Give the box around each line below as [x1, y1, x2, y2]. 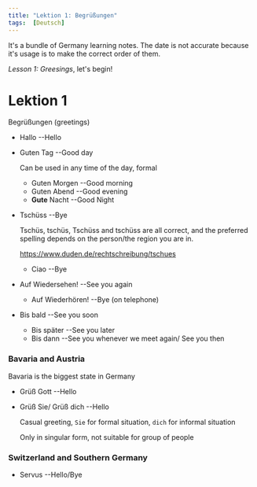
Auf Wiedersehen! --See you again [19, 280, 133, 290]
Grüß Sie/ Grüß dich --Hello [19, 402, 110, 411]
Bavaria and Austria [8, 353, 85, 364]
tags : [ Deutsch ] [8, 19, 65, 27]
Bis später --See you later [31, 326, 116, 335]
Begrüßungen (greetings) [8, 117, 90, 127]
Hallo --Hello [19, 133, 61, 142]
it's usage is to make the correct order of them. [8, 49, 161, 58]
